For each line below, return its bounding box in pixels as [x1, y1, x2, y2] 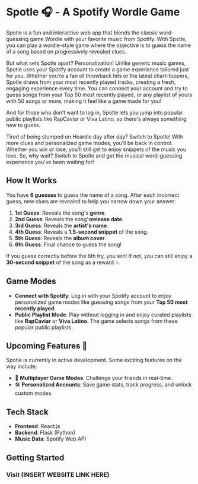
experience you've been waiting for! [6, 158, 94, 165]
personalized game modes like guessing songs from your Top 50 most [14, 298, 188, 306]
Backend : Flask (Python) [14, 429, 76, 436]
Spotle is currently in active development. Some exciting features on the [6, 357, 182, 364]
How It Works [6, 175, 58, 186]
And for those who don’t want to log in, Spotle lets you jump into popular [6, 109, 183, 116]
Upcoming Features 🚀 [6, 341, 88, 351]
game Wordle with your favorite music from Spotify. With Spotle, [29, 35, 187, 42]
